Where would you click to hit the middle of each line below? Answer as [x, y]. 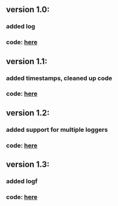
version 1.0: [28, 10]
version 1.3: [28, 165]
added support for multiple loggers [57, 129]
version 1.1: [27, 61]
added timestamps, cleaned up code [59, 78]
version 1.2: [28, 113]
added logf [22, 181]
